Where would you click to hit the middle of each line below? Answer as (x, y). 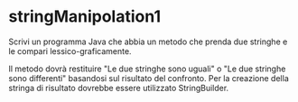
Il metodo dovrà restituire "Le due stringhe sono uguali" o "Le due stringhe (147, 69)
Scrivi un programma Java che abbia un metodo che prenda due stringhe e (148, 42)
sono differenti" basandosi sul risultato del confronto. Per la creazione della (149, 78)
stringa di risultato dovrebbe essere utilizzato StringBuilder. (119, 88)
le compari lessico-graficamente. (70, 51)
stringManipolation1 (85, 17)
